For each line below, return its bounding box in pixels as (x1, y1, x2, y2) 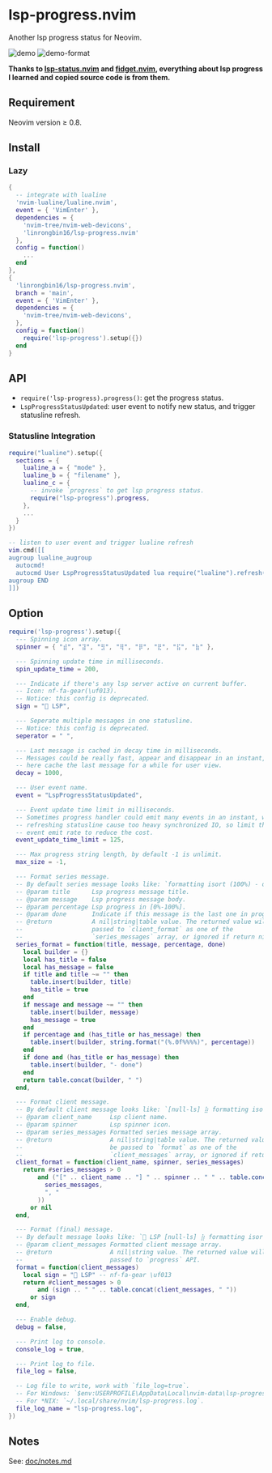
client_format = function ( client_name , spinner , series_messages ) (15, 1158, 244, 1167)
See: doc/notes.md (8, 1456, 72, 1466)
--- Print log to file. (15, 1360, 96, 1368)
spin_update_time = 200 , (15, 665, 100, 673)
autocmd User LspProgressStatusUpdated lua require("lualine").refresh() (15, 568, 270, 577)
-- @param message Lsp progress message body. (15, 895, 186, 904)
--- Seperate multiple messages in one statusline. (15, 717, 194, 726)
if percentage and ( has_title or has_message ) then (23, 1031, 201, 1039)
